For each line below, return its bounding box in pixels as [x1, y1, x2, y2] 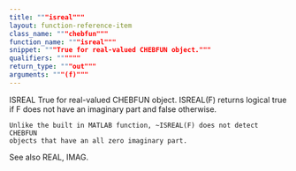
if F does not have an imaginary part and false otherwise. [9, 103, 217, 115]
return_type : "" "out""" [9, 63, 97, 71]
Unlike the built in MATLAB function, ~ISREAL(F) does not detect [9, 121, 259, 130]
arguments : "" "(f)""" [9, 71, 89, 79]
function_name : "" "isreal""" [9, 37, 117, 47]
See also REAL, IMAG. [9, 152, 89, 162]
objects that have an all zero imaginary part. [9, 136, 188, 145]
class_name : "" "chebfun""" [9, 29, 109, 38]
